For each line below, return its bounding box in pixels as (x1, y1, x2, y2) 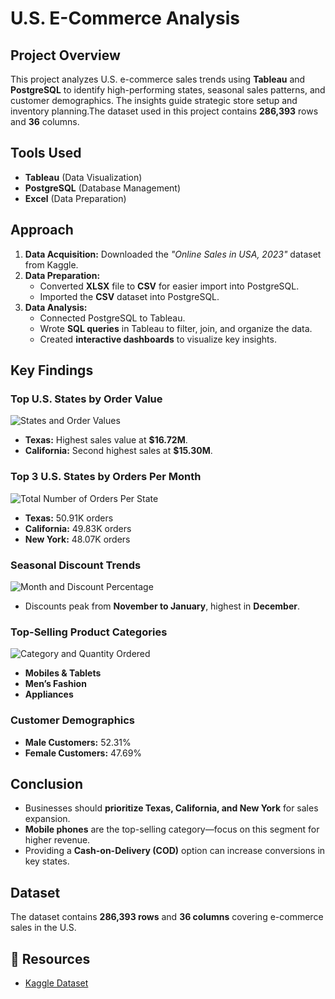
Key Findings (10, 362, 94, 379)
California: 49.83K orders (24, 522, 132, 534)
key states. (24, 855, 70, 867)
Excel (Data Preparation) (24, 192, 127, 204)
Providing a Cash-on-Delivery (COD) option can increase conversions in (24, 845, 326, 857)
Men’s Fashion (24, 678, 87, 690)
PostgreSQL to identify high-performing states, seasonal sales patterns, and (10, 84, 326, 96)
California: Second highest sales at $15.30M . (24, 445, 213, 457)
